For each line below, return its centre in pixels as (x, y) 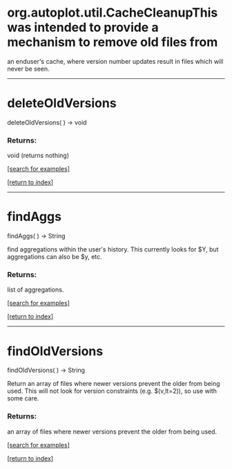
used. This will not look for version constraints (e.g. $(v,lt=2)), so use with (112, 391)
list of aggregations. (36, 290)
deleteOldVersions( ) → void (47, 122)
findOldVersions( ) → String (46, 370)
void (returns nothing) (38, 156)
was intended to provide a (83, 27)
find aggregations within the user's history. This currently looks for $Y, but (113, 249)
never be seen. (28, 69)
